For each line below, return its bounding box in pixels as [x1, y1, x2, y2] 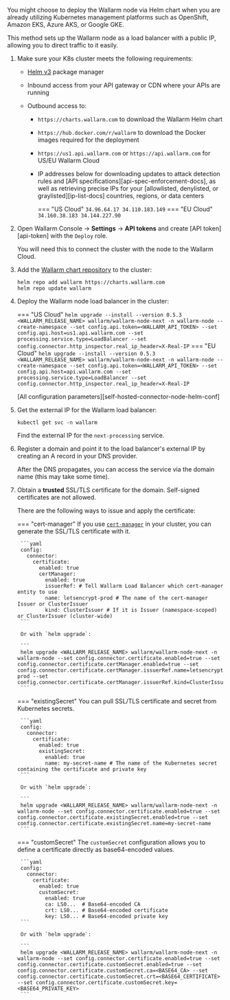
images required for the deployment [37, 136, 139, 144]
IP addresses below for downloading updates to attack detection [37, 170, 221, 178]
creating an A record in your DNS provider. [16, 452, 138, 460]
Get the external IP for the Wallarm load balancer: [16, 406, 157, 414]
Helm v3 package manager [27, 68, 104, 76]
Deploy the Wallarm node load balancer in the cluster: [16, 297, 170, 305]
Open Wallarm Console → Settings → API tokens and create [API [16, 224, 203, 233]
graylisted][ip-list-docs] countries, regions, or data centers [37, 192, 205, 200]
